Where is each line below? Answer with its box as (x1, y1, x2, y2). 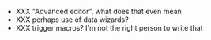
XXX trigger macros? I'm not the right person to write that (15, 24, 203, 32)
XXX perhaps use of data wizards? (15, 15, 129, 24)
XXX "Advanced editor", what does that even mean (15, 7, 182, 16)
